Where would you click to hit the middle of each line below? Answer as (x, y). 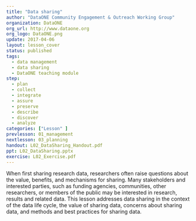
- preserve (25, 106)
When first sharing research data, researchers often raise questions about (97, 174)
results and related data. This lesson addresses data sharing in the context (98, 199)
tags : (13, 56)
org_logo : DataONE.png (34, 34)
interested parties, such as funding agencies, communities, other (86, 186)
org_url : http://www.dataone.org (48, 28)
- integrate (27, 95)
